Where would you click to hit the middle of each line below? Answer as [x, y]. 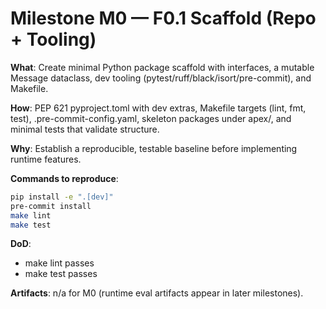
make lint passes [59, 263]
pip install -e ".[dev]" [62, 197]
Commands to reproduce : [64, 178]
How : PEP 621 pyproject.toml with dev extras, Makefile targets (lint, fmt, [158, 108]
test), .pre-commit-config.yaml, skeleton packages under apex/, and [151, 118]
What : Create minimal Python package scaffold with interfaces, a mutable [162, 67]
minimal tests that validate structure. [85, 129]
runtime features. [46, 159]
